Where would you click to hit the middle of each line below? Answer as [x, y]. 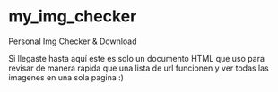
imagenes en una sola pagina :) [66, 77]
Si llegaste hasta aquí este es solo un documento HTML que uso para [137, 58]
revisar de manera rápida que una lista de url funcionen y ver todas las [139, 68]
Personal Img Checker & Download [73, 41]
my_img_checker [73, 17]
